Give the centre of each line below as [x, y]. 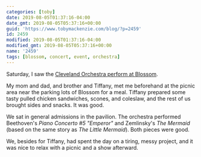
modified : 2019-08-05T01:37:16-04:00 [54, 40]
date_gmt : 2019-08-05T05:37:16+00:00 [54, 23]
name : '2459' [23, 51]
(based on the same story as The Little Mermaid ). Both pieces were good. [98, 129]
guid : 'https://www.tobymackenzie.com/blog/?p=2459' [74, 29]
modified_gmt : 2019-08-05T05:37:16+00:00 [59, 46]
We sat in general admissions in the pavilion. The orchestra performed [94, 117]
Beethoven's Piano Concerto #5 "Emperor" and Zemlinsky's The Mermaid [98, 123]
